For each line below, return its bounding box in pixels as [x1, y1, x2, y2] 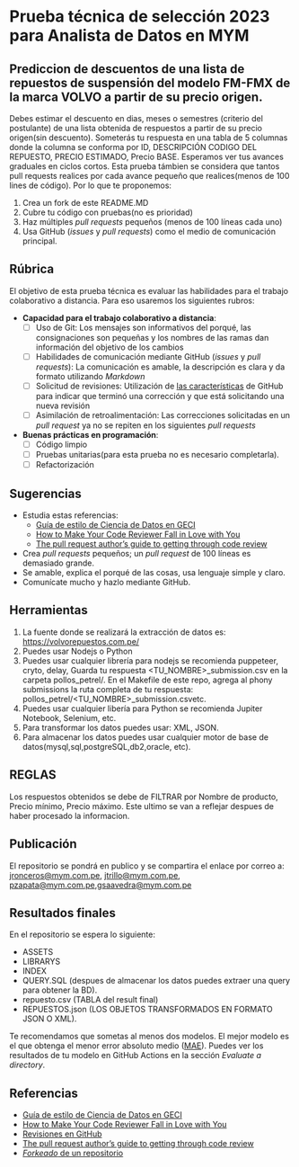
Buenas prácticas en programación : [22, 430, 159, 441]
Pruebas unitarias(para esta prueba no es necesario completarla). [35, 450, 280, 460]
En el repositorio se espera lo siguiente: [9, 929, 155, 940]
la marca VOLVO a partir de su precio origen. [9, 89, 263, 104]
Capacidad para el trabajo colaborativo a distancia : [22, 312, 217, 323]
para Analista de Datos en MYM [9, 25, 250, 46]
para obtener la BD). [22, 984, 98, 995]
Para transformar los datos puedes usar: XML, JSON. [22, 722, 219, 733]
